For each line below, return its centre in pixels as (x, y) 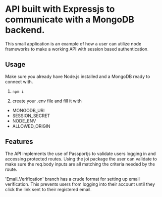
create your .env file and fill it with (47, 101)
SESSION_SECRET (31, 116)
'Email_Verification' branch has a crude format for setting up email (73, 179)
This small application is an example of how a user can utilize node (73, 43)
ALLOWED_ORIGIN (31, 126)
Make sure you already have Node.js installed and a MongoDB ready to (78, 76)
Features (19, 142)
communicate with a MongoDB (70, 20)
